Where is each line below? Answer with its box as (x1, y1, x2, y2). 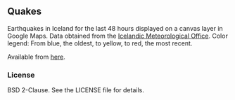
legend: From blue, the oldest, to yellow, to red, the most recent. (7, 38, 193, 48)
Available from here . (7, 52, 65, 61)
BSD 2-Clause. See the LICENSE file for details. (7, 86, 144, 94)
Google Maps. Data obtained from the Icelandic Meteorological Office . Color (7, 31, 229, 40)
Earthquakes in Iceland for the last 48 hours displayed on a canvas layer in (7, 24, 223, 32)
